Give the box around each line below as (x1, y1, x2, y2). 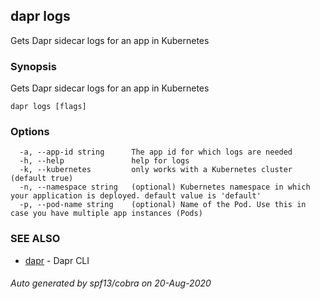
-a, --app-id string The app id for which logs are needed (19, 147, 293, 158)
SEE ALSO (10, 232, 61, 246)
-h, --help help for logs (19, 156, 190, 166)
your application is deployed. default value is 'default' (10, 191, 262, 201)
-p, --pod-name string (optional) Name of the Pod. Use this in (19, 200, 307, 210)
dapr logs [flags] (10, 102, 87, 112)
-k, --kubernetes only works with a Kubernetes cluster (19, 165, 293, 175)
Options (10, 125, 50, 139)
